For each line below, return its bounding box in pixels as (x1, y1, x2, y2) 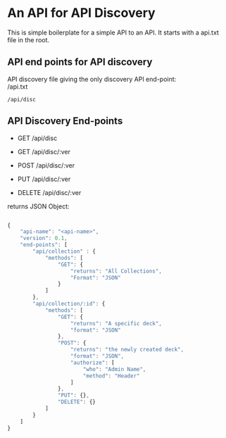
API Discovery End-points (7, 115, 123, 127)
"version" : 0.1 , (20, 234, 68, 242)
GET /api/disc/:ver (17, 147, 71, 156)
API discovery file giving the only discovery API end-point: (7, 75, 177, 83)
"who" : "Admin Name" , (82, 365, 146, 373)
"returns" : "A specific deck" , (70, 320, 162, 327)
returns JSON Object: (7, 202, 70, 211)
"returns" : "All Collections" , (70, 268, 162, 275)
